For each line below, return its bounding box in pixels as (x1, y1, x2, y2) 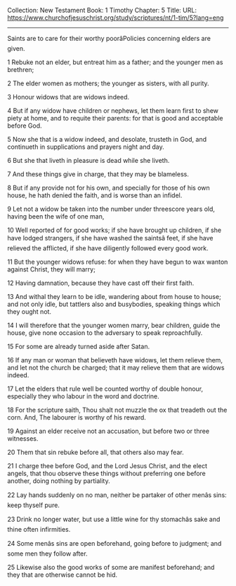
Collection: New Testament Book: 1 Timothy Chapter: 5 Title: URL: (7, 6, 197, 14)
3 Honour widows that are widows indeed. (7, 93, 130, 101)
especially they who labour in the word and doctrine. (7, 392, 159, 401)
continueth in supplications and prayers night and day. (7, 142, 164, 151)
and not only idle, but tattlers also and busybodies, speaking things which (7, 300, 221, 308)
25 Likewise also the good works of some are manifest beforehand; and (7, 563, 215, 571)
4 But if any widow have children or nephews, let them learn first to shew (7, 106, 219, 115)
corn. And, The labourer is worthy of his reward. (7, 413, 146, 422)
